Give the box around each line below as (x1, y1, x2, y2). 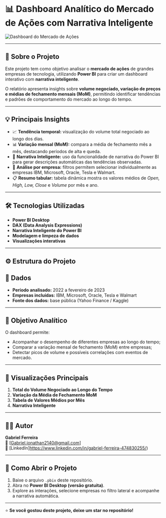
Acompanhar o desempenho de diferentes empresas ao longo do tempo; (12, 339, 161, 345)
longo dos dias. (12, 136, 44, 142)
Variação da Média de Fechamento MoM (12, 392, 97, 398)
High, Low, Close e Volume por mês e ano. (12, 182, 99, 188)
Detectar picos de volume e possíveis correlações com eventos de (12, 350, 148, 356)
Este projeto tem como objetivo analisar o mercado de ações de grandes (5, 66, 154, 72)
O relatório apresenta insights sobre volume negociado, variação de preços (5, 85, 161, 91)
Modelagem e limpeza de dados (12, 233, 79, 239)
